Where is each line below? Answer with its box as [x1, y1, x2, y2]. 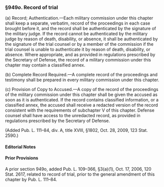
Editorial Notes [5, 144, 36, 150]
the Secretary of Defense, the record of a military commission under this [5, 57, 151, 63]
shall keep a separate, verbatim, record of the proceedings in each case [5, 20, 150, 26]
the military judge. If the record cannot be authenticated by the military [5, 31, 148, 37]
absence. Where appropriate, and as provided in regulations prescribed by [5, 52, 156, 58]
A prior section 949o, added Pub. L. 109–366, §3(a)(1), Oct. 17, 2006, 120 [5, 166, 152, 172]
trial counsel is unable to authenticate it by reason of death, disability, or [5, 46, 151, 53]
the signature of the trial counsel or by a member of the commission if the [5, 41, 154, 47]
